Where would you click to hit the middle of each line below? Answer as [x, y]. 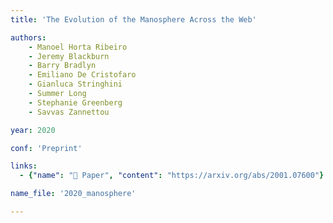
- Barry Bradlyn [62, 66]
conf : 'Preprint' [46, 148]
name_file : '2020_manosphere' [73, 194]
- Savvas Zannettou [69, 112]
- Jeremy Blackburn [69, 56]
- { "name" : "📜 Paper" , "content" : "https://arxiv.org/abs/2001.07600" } [172, 176]
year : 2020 [33, 130]
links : [24, 166]
